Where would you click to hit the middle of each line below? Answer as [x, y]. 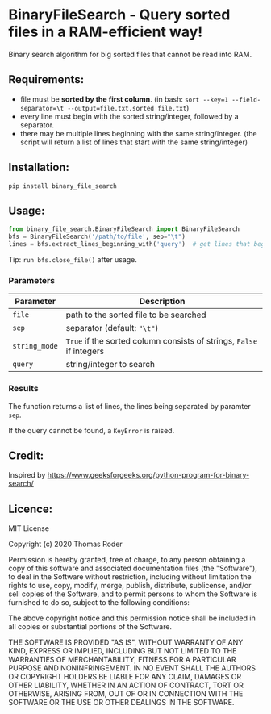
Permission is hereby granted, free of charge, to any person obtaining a [127, 560]
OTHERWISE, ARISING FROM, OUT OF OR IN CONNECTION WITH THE [126, 694]
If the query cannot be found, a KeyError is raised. [92, 430]
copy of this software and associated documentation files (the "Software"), [133, 568]
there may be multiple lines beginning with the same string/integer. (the [138, 133]
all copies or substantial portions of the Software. [90, 627]
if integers [85, 351]
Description [162, 302]
